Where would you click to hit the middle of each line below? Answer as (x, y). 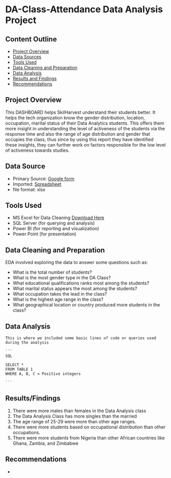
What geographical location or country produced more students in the (86, 305)
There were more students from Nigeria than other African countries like (89, 438)
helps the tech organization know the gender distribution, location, (75, 117)
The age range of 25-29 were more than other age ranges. (74, 421)
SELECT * (15, 365)
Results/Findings (33, 399)
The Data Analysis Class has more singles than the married (75, 416)
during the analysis (27, 343)
